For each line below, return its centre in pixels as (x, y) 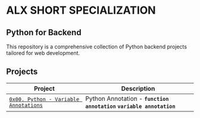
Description (138, 88)
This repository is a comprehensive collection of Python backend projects (97, 46)
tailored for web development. (43, 53)
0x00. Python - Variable (44, 99)
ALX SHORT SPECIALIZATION (81, 10)
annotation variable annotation (130, 106)
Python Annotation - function (127, 98)
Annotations (26, 105)
